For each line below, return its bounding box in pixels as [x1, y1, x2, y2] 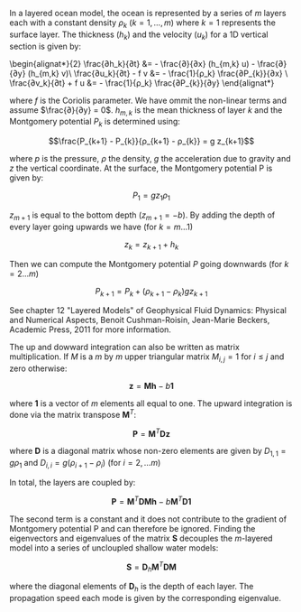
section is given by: [9, 41, 81, 51]
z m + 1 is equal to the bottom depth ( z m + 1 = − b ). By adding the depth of [9, 209, 276, 222]
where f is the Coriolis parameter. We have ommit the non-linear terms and [9, 95, 287, 106]
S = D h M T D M [125, 560, 178, 574]
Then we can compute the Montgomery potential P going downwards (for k [9, 258, 289, 269]
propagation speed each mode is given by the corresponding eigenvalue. [9, 592, 282, 603]
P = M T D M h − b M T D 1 [111, 495, 192, 506]
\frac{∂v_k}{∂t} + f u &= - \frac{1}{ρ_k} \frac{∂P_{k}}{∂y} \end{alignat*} [9, 77, 275, 88]
